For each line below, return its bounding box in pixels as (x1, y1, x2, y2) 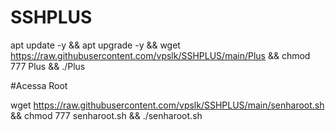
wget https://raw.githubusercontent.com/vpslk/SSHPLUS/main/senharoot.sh (10, 99, 325, 111)
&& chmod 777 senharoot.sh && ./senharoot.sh (10, 109, 203, 121)
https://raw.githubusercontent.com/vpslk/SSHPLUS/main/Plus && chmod (10, 49, 311, 61)
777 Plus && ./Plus (10, 60, 86, 72)
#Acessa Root (10, 79, 68, 91)
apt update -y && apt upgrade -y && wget (10, 39, 181, 51)
